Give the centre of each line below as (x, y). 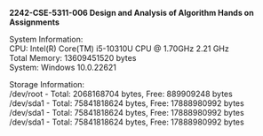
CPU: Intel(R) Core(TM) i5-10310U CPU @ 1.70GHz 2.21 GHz (119, 49)
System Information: (46, 39)
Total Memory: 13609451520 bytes (73, 58)
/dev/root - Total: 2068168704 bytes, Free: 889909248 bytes (121, 94)
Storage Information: (47, 84)
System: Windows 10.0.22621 (63, 67)
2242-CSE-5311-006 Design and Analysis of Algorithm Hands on (132, 13)
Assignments (35, 22)
